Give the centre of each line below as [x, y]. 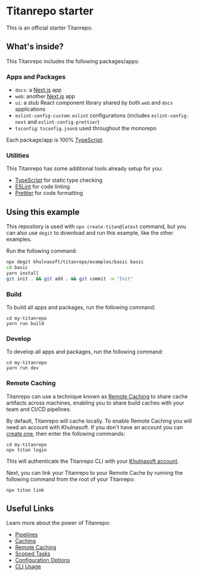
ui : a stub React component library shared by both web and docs [94, 103]
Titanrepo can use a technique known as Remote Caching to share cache [97, 396]
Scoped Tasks [32, 554]
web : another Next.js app [45, 96]
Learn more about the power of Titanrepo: [58, 523]
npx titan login [26, 450]
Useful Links [30, 508]
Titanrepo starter [50, 11]
